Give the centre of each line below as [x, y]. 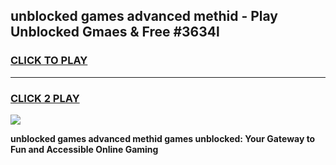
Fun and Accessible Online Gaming [84, 149]
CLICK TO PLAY [49, 61]
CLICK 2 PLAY [45, 98]
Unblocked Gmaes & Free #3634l [115, 32]
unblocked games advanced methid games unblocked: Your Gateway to [163, 138]
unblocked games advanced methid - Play [144, 16]
